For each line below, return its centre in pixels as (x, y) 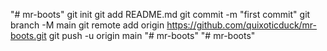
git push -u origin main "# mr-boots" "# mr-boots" (152, 35)
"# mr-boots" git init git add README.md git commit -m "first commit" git (160, 14)
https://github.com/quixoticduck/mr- (242, 25)
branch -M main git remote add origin (87, 25)
